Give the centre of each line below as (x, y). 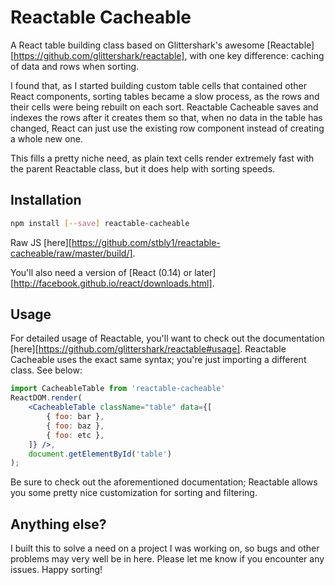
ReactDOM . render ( (46, 398)
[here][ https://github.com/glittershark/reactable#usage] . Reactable (148, 349)
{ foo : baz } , (75, 426)
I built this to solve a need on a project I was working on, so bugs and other (165, 548)
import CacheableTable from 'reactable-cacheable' (118, 389)
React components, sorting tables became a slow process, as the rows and (165, 96)
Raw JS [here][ (41, 242)
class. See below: (46, 370)
